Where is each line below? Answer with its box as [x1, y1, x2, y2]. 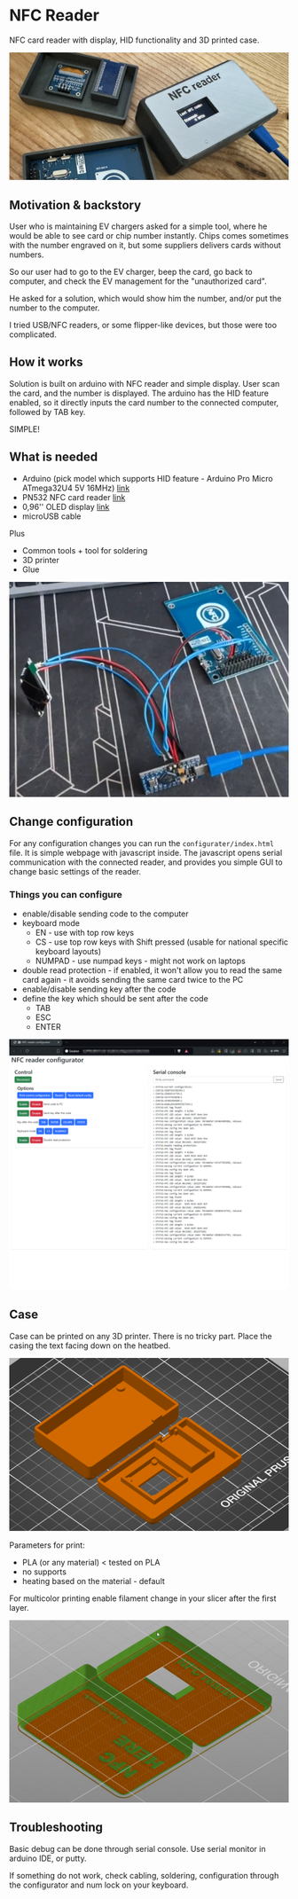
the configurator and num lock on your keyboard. [9, 1879, 189, 1890]
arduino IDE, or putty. [9, 1853, 87, 1864]
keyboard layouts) [35, 946, 102, 956]
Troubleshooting [9, 1820, 104, 1835]
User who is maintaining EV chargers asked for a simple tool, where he [9, 221, 268, 231]
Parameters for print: [9, 1540, 86, 1550]
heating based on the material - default [21, 1576, 166, 1587]
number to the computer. [9, 302, 100, 313]
